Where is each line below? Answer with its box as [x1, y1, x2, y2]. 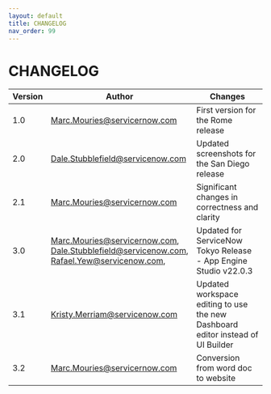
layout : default [8, 11, 63, 20]
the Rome [196, 115, 233, 126]
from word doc [196, 362, 252, 374]
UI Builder [196, 339, 234, 350]
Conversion [196, 353, 240, 364]
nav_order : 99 [8, 27, 56, 35]
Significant [196, 181, 237, 193]
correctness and [196, 201, 259, 213]
